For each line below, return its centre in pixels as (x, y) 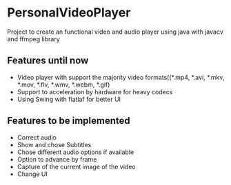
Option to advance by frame (57, 159)
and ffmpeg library (33, 39)
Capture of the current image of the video (76, 166)
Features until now (48, 61)
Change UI (32, 174)
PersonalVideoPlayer (69, 13)
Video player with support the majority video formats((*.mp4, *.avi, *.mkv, (121, 77)
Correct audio (37, 137)
